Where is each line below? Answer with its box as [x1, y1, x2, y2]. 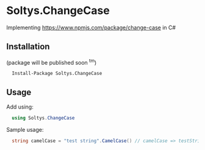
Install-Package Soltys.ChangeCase [12, 71, 103, 77]
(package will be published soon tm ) [6, 57, 97, 66]
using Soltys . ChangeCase [12, 115, 75, 121]
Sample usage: [6, 126, 44, 134]
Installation [6, 41, 50, 52]
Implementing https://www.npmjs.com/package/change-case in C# [6, 24, 176, 31]
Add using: [6, 103, 34, 110]
